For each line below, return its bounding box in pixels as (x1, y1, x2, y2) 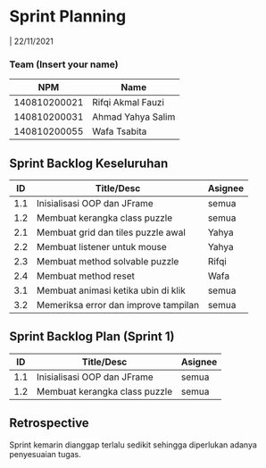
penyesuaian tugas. (9, 448, 82, 459)
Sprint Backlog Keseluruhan (9, 155, 169, 171)
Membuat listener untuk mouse (37, 241, 167, 254)
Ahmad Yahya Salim (92, 111, 176, 123)
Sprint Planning (9, 6, 127, 27)
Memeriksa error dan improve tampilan (37, 299, 199, 312)
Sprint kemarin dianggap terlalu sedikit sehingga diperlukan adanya (9, 439, 257, 450)
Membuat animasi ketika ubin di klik (37, 284, 186, 297)
